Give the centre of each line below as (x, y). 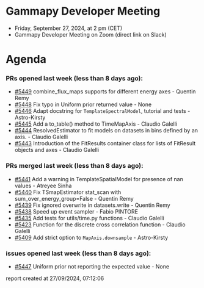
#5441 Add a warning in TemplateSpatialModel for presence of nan (99, 179)
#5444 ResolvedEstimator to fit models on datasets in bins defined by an (106, 131)
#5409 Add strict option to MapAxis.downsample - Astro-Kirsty (91, 237)
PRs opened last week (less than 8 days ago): (74, 79)
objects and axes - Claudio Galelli (56, 150)
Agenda (26, 59)
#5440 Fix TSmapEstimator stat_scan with (68, 192)
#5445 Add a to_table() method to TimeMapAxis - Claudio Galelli (96, 124)
